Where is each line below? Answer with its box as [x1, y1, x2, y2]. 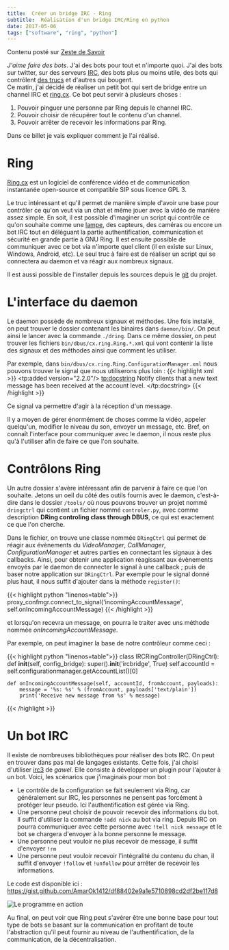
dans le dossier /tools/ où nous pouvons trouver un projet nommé [19, 499, 208, 507]
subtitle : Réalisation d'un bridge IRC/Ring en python [7, 16, 170, 23]
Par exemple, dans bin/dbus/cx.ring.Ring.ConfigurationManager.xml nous [7, 359, 217, 368]
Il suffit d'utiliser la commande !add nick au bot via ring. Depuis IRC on [16, 816, 217, 823]
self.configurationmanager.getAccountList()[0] [7, 667, 138, 676]
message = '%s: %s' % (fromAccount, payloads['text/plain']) [19, 687, 197, 693]
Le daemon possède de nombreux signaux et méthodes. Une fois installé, [7, 317, 215, 326]
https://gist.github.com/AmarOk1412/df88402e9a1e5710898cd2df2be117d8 [7, 887, 219, 895]
